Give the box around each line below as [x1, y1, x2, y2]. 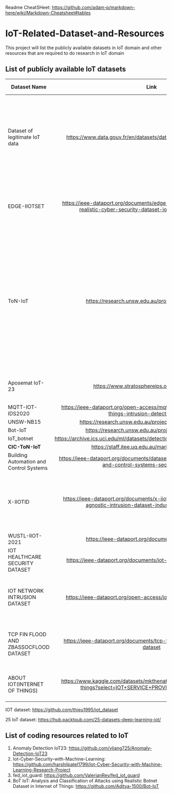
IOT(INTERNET [8, 680, 44, 688]
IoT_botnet [8, 435, 33, 442]
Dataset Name [11, 83, 47, 90]
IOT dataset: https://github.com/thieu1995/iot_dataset [5, 706, 118, 713]
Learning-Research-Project [12, 766, 71, 772]
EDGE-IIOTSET [8, 202, 45, 209]
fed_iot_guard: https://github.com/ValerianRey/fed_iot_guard [12, 772, 140, 778]
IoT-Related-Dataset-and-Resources [5, 28, 165, 39]
